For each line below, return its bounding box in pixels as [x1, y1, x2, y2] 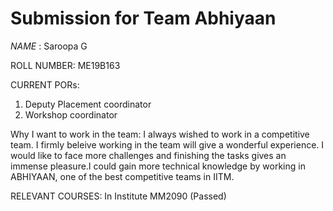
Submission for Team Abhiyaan [10, 7, 277, 30]
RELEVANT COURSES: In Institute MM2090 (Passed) [10, 190, 227, 202]
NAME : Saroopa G [10, 40, 88, 52]
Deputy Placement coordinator [24, 98, 152, 110]
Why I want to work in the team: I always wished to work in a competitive [10, 128, 310, 140]
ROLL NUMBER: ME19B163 [10, 59, 121, 71]
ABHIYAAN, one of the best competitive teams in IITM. [10, 170, 235, 182]
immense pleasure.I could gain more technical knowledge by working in [10, 160, 306, 172]
